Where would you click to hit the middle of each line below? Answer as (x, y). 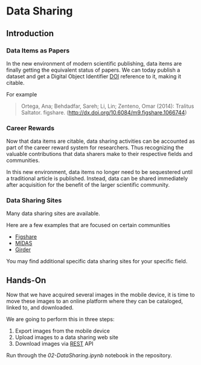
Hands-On (26, 280)
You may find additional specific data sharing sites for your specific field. (97, 261)
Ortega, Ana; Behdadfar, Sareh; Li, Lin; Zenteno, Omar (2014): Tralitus (107, 106)
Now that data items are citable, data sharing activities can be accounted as (101, 141)
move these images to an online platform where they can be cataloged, (94, 301)
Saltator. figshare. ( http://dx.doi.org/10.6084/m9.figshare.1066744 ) (104, 112)
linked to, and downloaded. (40, 308)
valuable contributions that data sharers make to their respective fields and (100, 154)
